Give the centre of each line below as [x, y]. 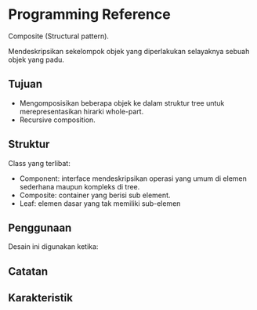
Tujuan [25, 84]
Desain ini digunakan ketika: [53, 247]
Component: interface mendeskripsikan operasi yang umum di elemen [133, 178]
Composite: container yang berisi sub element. [95, 195]
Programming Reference [89, 14]
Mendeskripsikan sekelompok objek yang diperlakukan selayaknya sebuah [129, 51]
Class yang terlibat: [39, 163]
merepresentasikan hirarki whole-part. [81, 111]
